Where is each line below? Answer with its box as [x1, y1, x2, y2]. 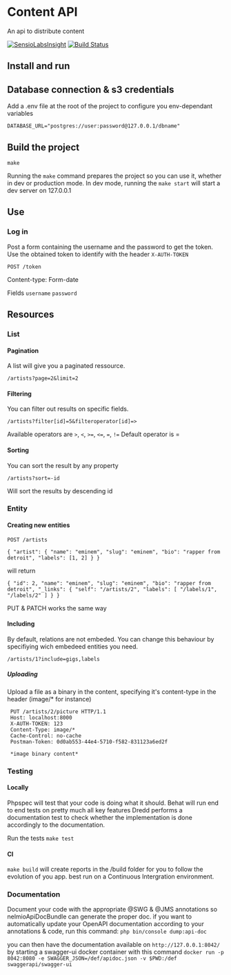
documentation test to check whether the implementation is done [7, 813, 193, 821]
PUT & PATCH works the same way [7, 604, 107, 612]
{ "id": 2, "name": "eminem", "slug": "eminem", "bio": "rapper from [7, 579, 212, 586]
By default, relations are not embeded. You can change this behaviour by [7, 635, 214, 643]
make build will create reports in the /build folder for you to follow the [7, 865, 203, 874]
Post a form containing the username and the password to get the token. [7, 243, 214, 251]
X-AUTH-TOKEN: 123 [10, 720, 63, 727]
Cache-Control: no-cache [10, 732, 81, 739]
